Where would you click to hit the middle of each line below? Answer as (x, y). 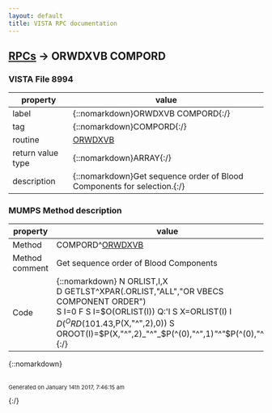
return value (36, 153)
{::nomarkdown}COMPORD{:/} (130, 127)
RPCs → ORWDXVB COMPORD (87, 56)
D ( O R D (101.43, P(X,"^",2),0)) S (116, 322)
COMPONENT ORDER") (101, 301)
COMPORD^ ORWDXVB (100, 245)
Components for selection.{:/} (129, 187)
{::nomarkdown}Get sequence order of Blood (158, 176)
